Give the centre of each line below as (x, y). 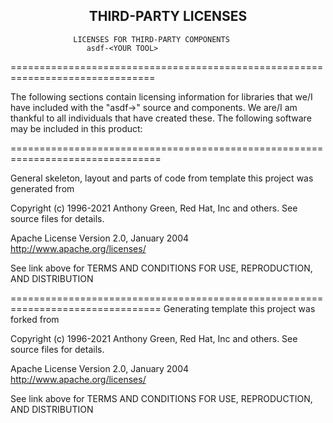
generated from (42, 188)
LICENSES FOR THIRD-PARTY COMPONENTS (151, 39)
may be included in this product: (76, 128)
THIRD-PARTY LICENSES (168, 16)
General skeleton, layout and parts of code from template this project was (162, 178)
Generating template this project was (239, 308)
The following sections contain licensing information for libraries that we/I (161, 96)
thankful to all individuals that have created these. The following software (161, 118)
